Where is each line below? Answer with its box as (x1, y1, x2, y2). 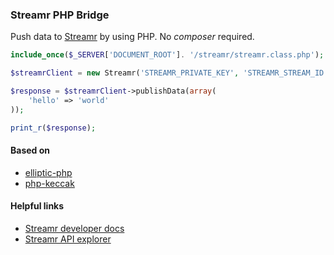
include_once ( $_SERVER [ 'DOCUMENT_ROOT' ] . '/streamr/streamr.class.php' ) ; (10, 50, 325, 60)
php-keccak (24, 177, 75, 189)
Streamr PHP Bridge (10, 8, 110, 22)
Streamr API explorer (24, 233, 112, 245)
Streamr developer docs (24, 222, 125, 234)
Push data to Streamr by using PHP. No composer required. (10, 31, 255, 43)
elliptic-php (24, 166, 73, 178)
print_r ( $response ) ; (10, 123, 97, 133)
